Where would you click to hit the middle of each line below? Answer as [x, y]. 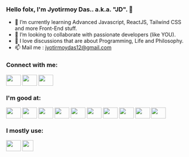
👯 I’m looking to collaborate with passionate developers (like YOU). [95, 35]
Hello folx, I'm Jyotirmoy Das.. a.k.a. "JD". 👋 [70, 9]
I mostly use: [25, 131]
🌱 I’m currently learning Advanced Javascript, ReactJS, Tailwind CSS [98, 22]
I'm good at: [23, 98]
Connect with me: [32, 65]
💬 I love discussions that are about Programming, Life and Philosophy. [99, 41]
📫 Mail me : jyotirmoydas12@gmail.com [63, 48]
